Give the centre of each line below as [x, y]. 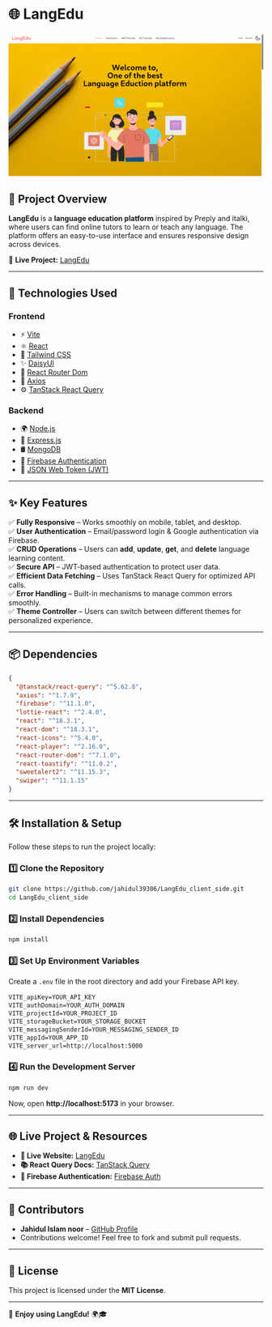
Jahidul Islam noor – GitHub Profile [79, 1229]
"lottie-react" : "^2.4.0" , [61, 713]
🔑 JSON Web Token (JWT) [64, 470]
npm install [28, 940]
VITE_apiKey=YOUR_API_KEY [52, 997]
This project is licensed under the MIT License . [87, 1291]
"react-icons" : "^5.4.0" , [59, 738]
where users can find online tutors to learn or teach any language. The [126, 227]
